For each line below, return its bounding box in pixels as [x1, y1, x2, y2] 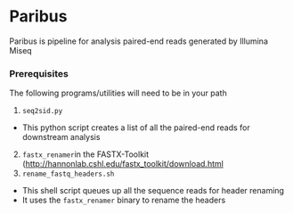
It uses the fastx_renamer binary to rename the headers [21, 194, 226, 206]
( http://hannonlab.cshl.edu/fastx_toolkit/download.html [21, 159, 224, 169]
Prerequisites [9, 67, 69, 79]
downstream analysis [21, 132, 101, 143]
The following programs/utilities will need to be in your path [9, 87, 227, 99]
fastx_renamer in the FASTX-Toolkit [21, 149, 150, 160]
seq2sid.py [21, 107, 63, 116]
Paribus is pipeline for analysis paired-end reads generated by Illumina [9, 36, 269, 46]
